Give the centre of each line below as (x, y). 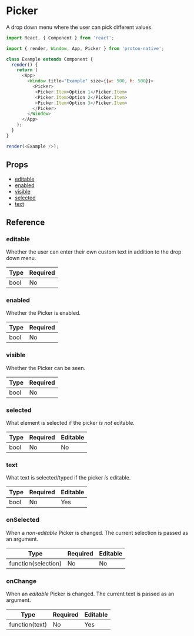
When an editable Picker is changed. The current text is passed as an (90, 594)
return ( (27, 70)
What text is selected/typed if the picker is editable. (68, 478)
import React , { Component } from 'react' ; (60, 38)
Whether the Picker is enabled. (44, 313)
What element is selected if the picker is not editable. (71, 423)
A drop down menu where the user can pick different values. (79, 27)
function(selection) (35, 563)
